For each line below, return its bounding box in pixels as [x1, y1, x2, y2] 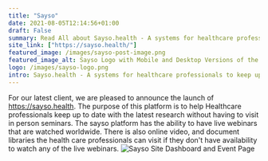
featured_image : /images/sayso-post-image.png [8, 49, 166, 57]
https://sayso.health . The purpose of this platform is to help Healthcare [8, 101, 242, 111]
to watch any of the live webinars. [8, 143, 120, 153]
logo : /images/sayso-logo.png [8, 64, 109, 72]
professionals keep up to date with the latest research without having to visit [8, 109, 259, 120]
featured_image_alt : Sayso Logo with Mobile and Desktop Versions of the [8, 57, 259, 65]
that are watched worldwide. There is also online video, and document [8, 127, 240, 136]
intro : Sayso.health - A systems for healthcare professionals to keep [8, 71, 251, 79]
